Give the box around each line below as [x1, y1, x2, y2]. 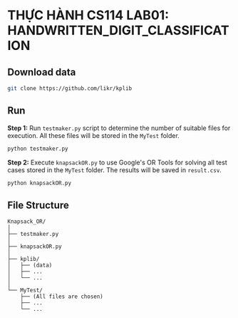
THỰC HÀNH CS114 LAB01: [7, 7, 170, 24]
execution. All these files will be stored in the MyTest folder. [7, 131, 180, 139]
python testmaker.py [7, 145, 69, 152]
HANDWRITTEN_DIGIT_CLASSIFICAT [7, 22, 229, 39]
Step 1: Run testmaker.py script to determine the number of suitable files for [7, 124, 231, 132]
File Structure [7, 199, 69, 211]
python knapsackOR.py [7, 179, 72, 187]
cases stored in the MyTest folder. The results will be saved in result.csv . [7, 165, 222, 174]
